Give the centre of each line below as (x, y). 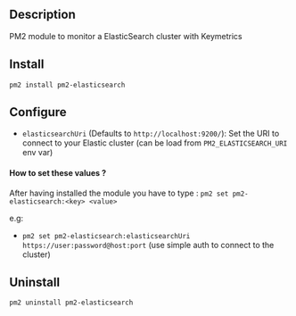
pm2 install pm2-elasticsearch (67, 85)
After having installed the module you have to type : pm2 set (119, 193)
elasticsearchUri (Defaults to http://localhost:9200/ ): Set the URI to (151, 134)
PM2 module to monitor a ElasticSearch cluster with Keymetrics (126, 36)
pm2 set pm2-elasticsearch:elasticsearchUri (106, 236)
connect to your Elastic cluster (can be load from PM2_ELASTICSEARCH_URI (155, 143)
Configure (38, 112)
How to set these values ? (58, 173)
